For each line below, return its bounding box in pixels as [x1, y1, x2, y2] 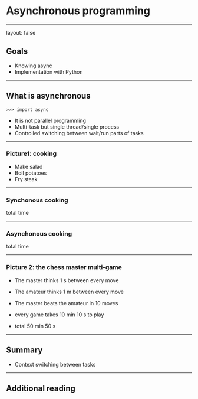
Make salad [14, 163, 43, 170]
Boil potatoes [14, 169, 47, 176]
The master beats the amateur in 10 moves [14, 299, 118, 306]
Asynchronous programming [6, 4, 151, 18]
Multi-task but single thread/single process [14, 123, 120, 130]
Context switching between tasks [14, 361, 96, 368]
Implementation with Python [14, 68, 83, 75]
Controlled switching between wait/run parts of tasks [14, 129, 144, 136]
